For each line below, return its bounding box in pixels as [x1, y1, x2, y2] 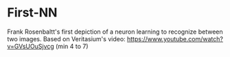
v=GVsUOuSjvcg [7, 42, 55, 50]
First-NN [7, 5, 58, 21]
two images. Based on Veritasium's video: [7, 34, 126, 43]
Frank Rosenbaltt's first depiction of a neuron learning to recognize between [7, 27, 223, 36]
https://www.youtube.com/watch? [126, 34, 223, 43]
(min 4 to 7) [56, 42, 89, 50]
